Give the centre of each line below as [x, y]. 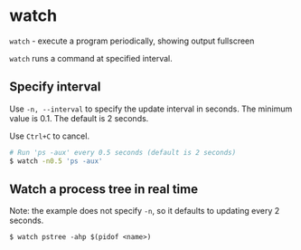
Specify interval [55, 87]
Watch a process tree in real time [104, 189]
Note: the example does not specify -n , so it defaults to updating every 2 [145, 211]
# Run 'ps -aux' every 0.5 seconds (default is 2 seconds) [123, 152]
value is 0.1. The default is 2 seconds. [79, 118]
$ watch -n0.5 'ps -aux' [56, 161]
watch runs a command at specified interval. [91, 58]
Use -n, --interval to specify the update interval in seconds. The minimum [151, 109]
